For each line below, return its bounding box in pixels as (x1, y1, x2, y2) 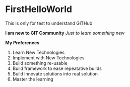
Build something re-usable (12, 60, 68, 66)
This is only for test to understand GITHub (5, 20, 93, 26)
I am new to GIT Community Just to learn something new (5, 30, 125, 36)
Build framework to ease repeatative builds (12, 65, 102, 71)
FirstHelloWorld (5, 4, 72, 15)
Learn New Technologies (12, 49, 64, 55)
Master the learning (12, 76, 54, 82)
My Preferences (5, 39, 40, 46)
